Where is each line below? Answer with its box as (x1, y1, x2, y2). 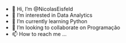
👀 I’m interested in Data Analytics (11, 12, 93, 19)
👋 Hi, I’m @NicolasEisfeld (11, 6, 73, 12)
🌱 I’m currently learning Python (11, 18, 88, 24)
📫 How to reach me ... (11, 31, 67, 37)
